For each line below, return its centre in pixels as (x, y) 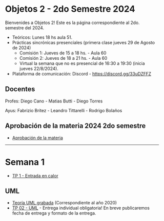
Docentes (20, 89)
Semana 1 (25, 162)
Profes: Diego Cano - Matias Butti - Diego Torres (54, 101)
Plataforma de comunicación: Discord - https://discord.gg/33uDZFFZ (82, 74)
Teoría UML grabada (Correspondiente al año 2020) (64, 203)
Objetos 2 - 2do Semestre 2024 (70, 9)
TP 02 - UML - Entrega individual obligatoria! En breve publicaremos (81, 208)
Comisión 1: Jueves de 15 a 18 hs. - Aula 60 (63, 53)
